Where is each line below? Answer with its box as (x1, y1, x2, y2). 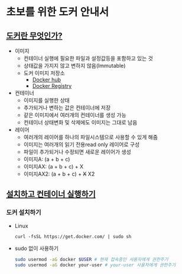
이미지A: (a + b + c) (23, 156, 70, 163)
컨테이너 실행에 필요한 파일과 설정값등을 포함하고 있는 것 (23, 55, 154, 62)
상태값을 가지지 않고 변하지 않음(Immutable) (23, 62, 126, 69)
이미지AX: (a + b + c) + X (23, 163, 84, 170)
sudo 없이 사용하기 (14, 245, 59, 252)
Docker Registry (32, 82, 72, 89)
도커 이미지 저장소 (23, 70, 65, 77)
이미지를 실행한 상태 (23, 97, 70, 104)
